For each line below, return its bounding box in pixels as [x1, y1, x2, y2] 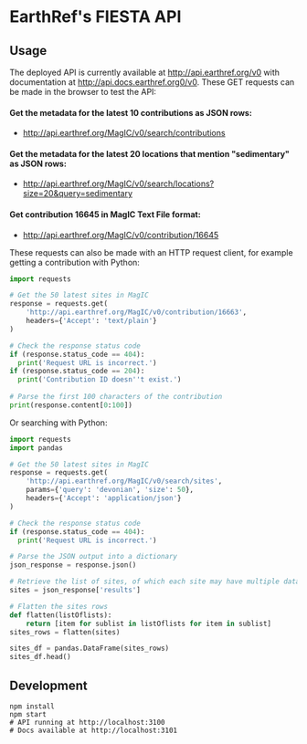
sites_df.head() [9, 653, 71, 662]
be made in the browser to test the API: [9, 87, 157, 97]
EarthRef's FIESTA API [9, 6, 182, 27]
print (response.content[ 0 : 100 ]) [9, 400, 132, 410]
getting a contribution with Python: [9, 257, 140, 267]
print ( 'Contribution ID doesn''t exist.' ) [17, 375, 182, 384]
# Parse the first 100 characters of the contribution [9, 393, 223, 402]
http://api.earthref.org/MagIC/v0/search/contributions [22, 128, 226, 139]
